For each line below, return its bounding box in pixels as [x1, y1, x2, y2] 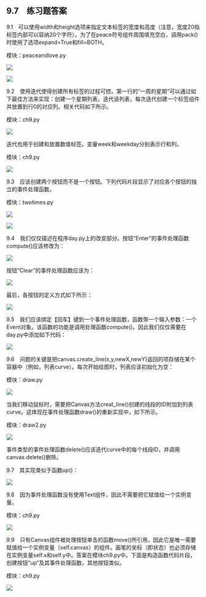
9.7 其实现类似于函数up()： [6, 466, 78, 473]
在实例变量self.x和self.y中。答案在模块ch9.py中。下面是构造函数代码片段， [6, 551, 196, 558]
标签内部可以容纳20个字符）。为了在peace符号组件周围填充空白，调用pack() [6, 31, 198, 38]
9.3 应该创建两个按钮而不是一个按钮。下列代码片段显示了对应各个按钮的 [6, 178, 192, 185]
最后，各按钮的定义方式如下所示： [6, 291, 93, 298]
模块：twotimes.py [6, 198, 54, 206]
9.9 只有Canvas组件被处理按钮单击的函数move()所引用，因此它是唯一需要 [6, 536, 196, 543]
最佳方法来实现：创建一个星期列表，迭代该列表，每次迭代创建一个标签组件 [11, 95, 200, 102]
